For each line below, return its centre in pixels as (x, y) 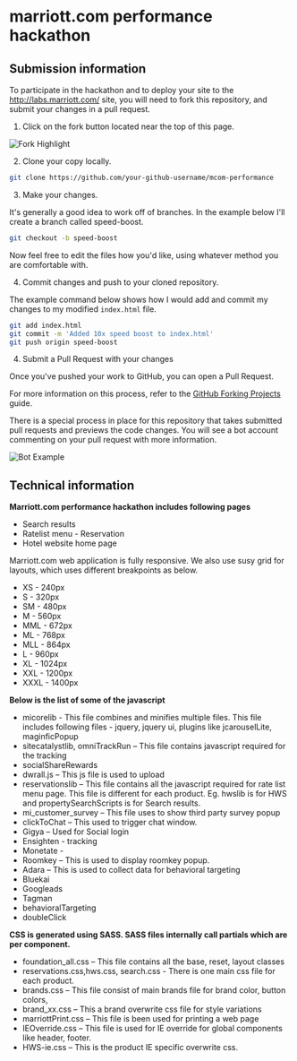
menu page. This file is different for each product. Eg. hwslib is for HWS (155, 794)
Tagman (37, 899)
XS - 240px (43, 588)
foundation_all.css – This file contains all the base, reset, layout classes (153, 962)
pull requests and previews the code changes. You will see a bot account (144, 430)
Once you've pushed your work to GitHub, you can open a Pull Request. (142, 376)
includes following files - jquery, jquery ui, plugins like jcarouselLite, (147, 727)
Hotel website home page (70, 543)
